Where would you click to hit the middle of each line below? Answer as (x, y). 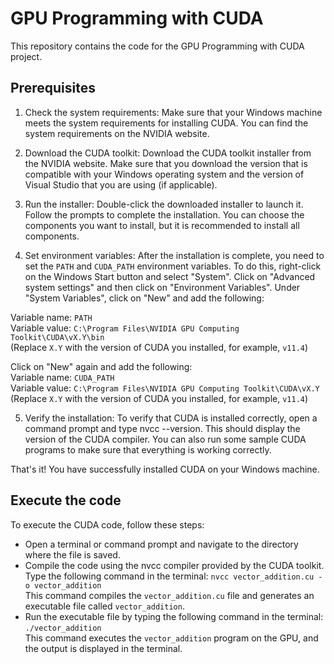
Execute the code (66, 500)
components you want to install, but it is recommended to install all (162, 225)
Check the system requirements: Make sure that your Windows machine (173, 112)
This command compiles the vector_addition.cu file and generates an (169, 595)
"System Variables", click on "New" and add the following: (144, 298)
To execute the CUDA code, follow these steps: (107, 524)
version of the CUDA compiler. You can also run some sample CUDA (165, 439)
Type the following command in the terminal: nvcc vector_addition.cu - (173, 576)
